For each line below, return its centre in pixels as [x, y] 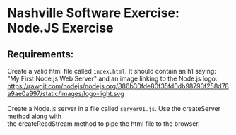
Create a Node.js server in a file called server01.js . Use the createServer [114, 108]
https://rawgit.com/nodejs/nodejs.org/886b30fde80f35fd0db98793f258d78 [118, 86]
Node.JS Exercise [61, 28]
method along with [35, 116]
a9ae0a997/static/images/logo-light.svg [66, 94]
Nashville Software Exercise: [94, 13]
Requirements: [41, 54]
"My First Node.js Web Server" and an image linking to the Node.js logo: [112, 78]
